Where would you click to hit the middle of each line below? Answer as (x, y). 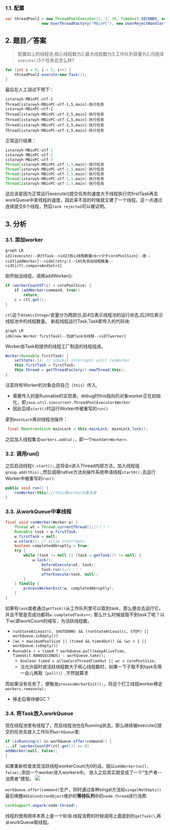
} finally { (27, 584)
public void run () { (27, 488)
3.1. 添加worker (24, 240)
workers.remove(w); (26, 689)
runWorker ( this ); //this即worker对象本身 (56, 493)
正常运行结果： (21, 141)
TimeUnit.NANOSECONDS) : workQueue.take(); (59, 656)
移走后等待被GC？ (31, 699)
